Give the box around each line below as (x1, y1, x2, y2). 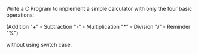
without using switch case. (6, 41, 72, 48)
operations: (6, 11, 35, 19)
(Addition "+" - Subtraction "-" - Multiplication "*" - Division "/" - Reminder (6, 23, 191, 30)
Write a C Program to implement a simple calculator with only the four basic (6, 5, 193, 12)
